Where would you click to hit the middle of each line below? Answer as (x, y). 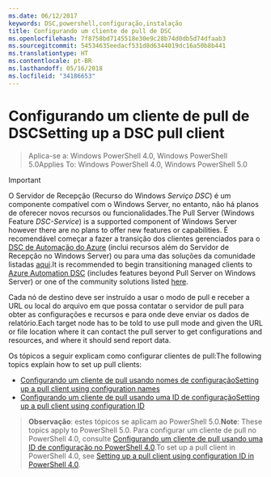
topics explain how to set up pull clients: (75, 364)
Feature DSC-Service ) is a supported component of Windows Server (123, 221)
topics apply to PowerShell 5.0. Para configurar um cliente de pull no (142, 430)
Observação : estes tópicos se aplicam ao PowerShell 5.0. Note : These (145, 421)
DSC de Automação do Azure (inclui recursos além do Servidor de (119, 247)
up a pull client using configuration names (90, 388)
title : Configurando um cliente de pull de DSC (90, 31)
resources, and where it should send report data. (90, 340)
